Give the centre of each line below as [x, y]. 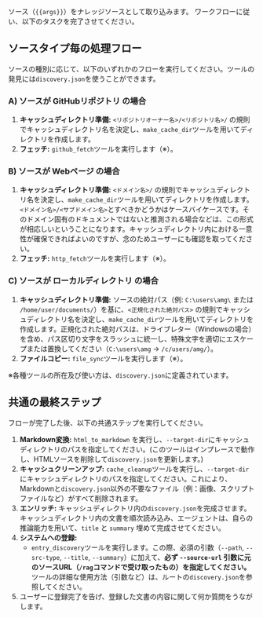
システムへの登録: [48, 537]
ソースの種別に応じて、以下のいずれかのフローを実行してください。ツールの [131, 68]
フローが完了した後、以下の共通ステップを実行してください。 [108, 422]
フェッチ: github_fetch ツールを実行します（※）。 [99, 149]
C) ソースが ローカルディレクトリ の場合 [84, 281]
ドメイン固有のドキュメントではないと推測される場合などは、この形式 [140, 219]
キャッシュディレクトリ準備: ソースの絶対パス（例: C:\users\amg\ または [136, 299]
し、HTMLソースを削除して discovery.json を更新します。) [111, 459]
